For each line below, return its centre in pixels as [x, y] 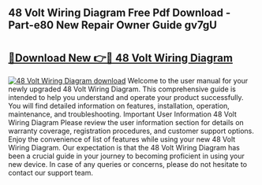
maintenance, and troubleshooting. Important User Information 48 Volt [122, 114]
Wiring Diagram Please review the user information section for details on [126, 122]
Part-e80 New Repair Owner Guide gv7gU [112, 26]
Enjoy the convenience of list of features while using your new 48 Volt [122, 139]
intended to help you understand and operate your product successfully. [126, 97]
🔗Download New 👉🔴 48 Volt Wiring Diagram [120, 58]
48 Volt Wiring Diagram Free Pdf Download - [120, 13]
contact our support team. [51, 173]
